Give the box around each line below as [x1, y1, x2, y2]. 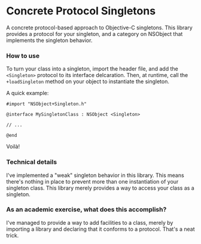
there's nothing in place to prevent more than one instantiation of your [6, 178, 179, 185]
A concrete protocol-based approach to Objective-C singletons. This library [6, 24, 193, 31]
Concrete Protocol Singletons [6, 4, 156, 18]
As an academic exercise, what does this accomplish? [6, 205, 167, 213]
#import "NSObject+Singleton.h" [6, 101, 87, 107]
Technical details [6, 158, 57, 166]
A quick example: [6, 90, 49, 97]
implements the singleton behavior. [6, 36, 93, 44]
